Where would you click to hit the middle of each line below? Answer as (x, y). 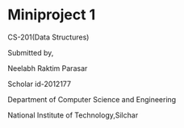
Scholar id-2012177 (40, 84)
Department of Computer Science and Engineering (92, 99)
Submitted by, (31, 52)
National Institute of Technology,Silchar (73, 115)
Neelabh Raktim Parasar (48, 68)
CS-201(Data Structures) (48, 37)
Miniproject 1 (52, 15)
